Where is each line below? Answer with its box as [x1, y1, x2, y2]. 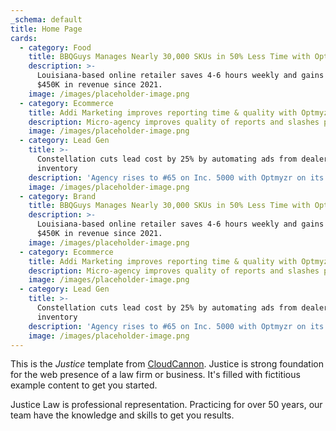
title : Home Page [10, 24, 83, 34]
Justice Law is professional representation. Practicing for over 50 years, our [10, 399, 323, 411]
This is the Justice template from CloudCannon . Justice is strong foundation [10, 358, 325, 370]
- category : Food [19, 42, 92, 53]
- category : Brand [19, 191, 97, 201]
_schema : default [10, 14, 83, 25]
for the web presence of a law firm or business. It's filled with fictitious [10, 369, 301, 381]
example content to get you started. [10, 379, 158, 391]
